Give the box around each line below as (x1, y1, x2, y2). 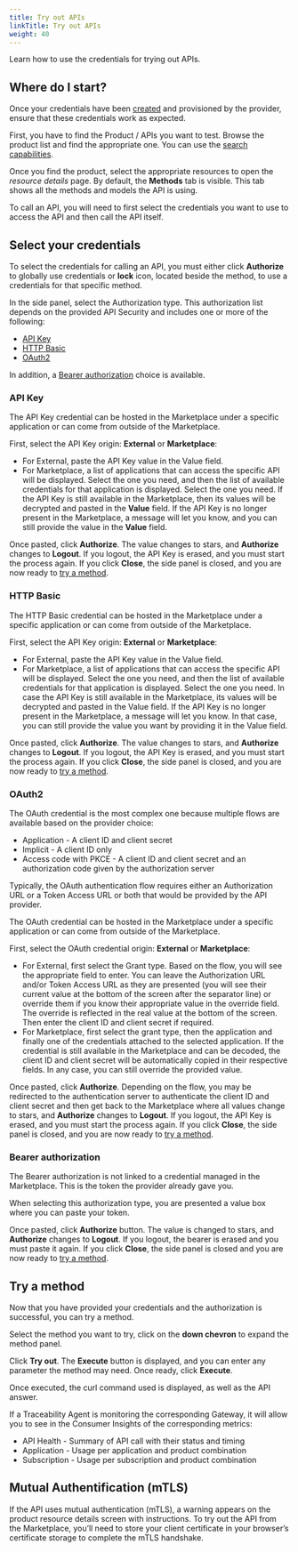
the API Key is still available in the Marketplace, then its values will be (21, 494, 276, 504)
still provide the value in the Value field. (21, 522, 167, 533)
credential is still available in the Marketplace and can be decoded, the (21, 1045, 281, 1056)
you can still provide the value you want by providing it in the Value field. (21, 720, 288, 730)
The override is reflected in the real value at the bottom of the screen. (21, 1007, 278, 1018)
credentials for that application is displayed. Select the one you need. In (21, 682, 285, 693)
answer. (9, 1392, 38, 1402)
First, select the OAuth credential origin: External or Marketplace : (9, 943, 251, 953)
